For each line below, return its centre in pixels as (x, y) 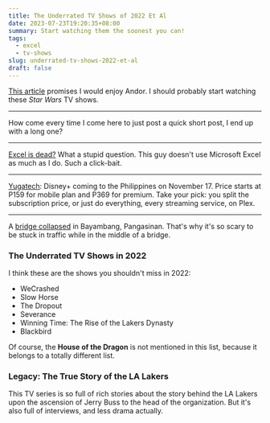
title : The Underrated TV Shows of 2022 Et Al (88, 16)
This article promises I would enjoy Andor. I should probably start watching (132, 91)
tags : (17, 38)
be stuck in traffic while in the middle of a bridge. (90, 235)
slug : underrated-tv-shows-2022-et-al (73, 61)
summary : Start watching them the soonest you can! (96, 31)
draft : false (30, 68)
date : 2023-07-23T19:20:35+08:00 (64, 23)
